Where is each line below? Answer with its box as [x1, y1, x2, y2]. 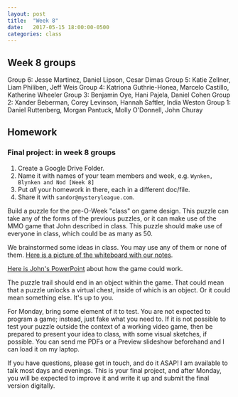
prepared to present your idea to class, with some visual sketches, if [7, 329, 207, 338]
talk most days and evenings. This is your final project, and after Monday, [7, 366, 222, 374]
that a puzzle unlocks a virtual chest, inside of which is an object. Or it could [7, 285, 231, 294]
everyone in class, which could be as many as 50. [7, 229, 153, 238]
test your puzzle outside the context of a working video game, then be [7, 322, 213, 331]
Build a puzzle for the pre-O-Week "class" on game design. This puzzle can [7, 206, 229, 215]
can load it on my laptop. [7, 344, 80, 353]
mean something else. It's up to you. [7, 293, 114, 302]
